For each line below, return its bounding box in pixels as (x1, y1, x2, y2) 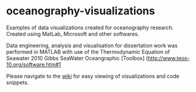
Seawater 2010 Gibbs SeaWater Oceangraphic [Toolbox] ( (6, 54, 148, 62)
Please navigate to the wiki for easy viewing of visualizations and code (6, 72, 180, 79)
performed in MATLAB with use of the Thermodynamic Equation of (6, 48, 170, 55)
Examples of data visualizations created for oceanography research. (6, 24, 174, 31)
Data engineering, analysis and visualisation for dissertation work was (6, 42, 178, 49)
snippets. (6, 79, 29, 86)
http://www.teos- (148, 54, 190, 62)
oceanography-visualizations (6, 4, 155, 18)
